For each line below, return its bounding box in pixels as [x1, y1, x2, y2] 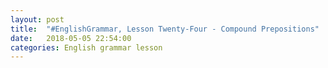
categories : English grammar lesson [10, 42, 163, 53]
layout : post [10, 14, 65, 25]
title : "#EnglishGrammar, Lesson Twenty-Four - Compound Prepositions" [10, 24, 320, 34]
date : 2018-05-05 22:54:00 [10, 33, 132, 43]
